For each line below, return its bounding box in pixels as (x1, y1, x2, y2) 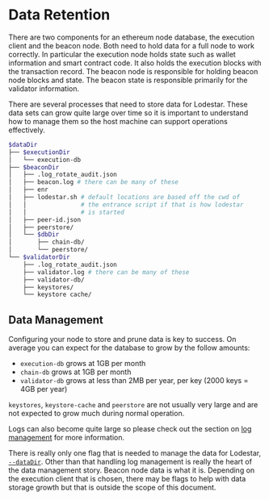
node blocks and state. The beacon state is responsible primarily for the (8, 75, 248, 85)
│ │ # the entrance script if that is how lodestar (8, 200, 244, 209)
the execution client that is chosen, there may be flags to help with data (8, 474, 246, 484)
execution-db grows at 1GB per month (19, 359, 146, 369)
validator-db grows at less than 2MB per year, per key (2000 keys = (19, 376, 249, 385)
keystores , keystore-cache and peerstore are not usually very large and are (8, 400, 258, 410)
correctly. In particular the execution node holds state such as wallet (8, 49, 236, 59)
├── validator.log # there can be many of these (23, 268, 190, 276)
